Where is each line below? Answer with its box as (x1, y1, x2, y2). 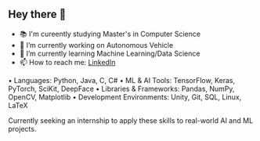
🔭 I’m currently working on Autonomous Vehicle (19, 40, 174, 49)
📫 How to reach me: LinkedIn (19, 57, 116, 67)
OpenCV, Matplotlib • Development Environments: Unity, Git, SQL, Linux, (8, 92, 242, 102)
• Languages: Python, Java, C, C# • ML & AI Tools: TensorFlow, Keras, (8, 75, 236, 85)
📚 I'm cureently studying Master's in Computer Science (19, 29, 201, 38)
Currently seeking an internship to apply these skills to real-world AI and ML (8, 115, 254, 125)
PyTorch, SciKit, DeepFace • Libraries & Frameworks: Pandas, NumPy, (8, 84, 235, 93)
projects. (8, 124, 37, 133)
